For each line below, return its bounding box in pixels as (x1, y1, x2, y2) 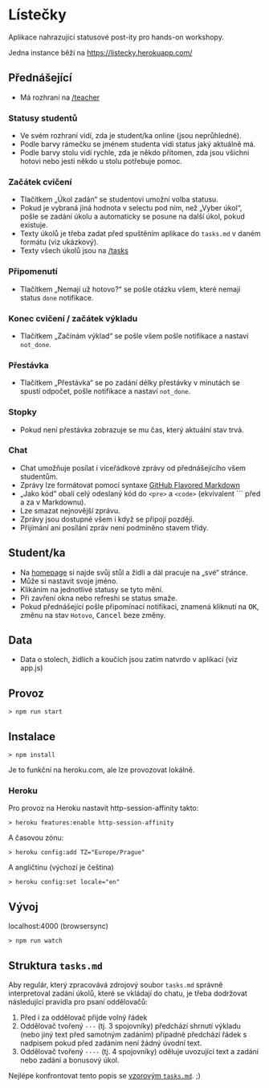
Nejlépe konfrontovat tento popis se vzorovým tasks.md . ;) (8, 1071, 201, 1080)
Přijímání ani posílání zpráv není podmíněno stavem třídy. (19, 522, 209, 532)
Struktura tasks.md (8, 959, 103, 972)
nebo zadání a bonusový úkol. (19, 1055, 120, 1065)
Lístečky (8, 6, 67, 24)
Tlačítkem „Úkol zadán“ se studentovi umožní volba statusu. (19, 194, 218, 204)
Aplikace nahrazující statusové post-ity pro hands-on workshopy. (8, 32, 225, 42)
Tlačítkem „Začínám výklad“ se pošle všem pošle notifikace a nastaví (19, 331, 249, 341)
